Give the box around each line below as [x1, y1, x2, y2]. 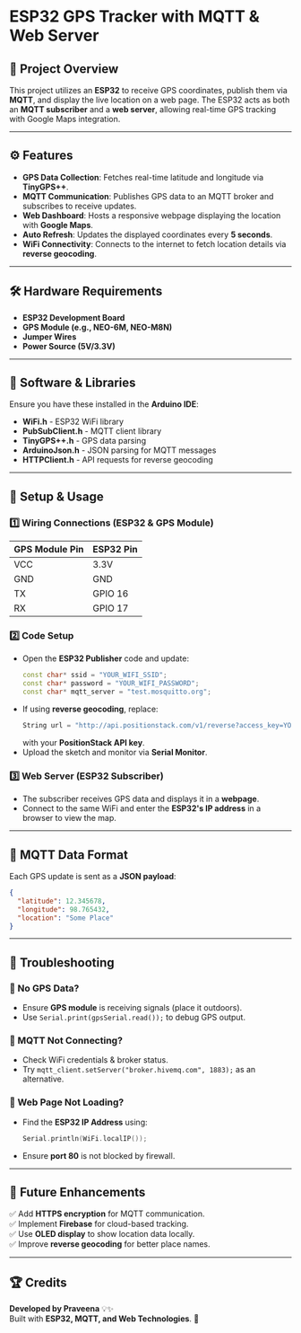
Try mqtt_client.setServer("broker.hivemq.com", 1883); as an [21, 1064, 256, 1075]
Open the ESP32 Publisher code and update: [21, 653, 190, 664]
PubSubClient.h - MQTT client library [21, 426, 162, 437]
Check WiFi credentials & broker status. [21, 1055, 168, 1065]
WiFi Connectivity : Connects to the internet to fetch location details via [21, 238, 287, 249]
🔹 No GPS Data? [9, 982, 80, 994]
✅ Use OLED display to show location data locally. [9, 1229, 195, 1240]
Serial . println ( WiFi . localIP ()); [21, 1134, 148, 1143]
